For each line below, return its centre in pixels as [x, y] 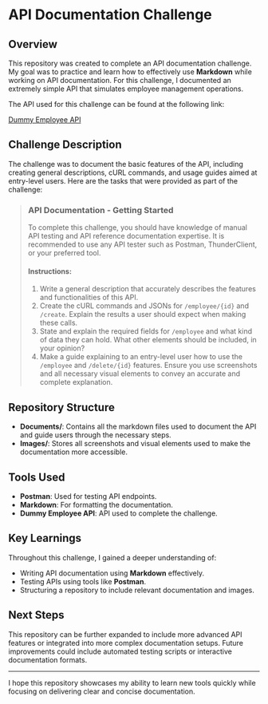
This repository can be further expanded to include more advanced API [125, 634]
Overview [33, 44]
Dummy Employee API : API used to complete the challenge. [118, 513]
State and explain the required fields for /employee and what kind [146, 331]
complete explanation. [76, 382]
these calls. [59, 323]
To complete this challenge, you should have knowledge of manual [137, 227]
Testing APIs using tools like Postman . [83, 581]
